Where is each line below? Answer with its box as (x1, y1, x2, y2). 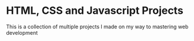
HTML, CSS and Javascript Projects (6, 4, 183, 17)
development (6, 29, 38, 36)
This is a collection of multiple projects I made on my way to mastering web (6, 23, 189, 30)
